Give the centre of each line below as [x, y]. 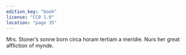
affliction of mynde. [30, 46]
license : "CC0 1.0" [30, 17]
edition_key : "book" [32, 12]
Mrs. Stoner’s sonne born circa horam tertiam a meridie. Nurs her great [93, 40]
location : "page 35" [32, 22]
